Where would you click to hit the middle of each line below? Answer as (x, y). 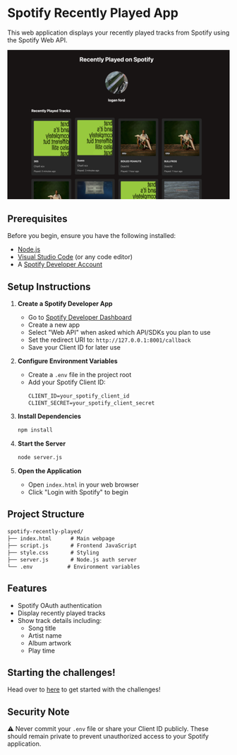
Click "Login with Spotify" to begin (78, 492)
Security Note (38, 712)
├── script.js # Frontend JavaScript (72, 545)
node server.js (40, 458)
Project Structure (46, 515)
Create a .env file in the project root (80, 375)
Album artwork (50, 643)
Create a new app (54, 325)
